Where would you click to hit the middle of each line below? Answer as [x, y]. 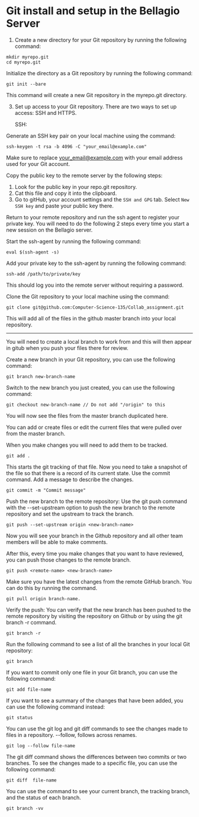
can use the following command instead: [56, 707]
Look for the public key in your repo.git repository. [76, 187]
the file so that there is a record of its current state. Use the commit [88, 473]
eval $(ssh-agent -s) [33, 252]
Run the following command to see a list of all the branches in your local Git [98, 644]
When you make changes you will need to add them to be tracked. [87, 445]
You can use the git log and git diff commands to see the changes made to [97, 728]
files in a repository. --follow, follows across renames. [72, 735]
